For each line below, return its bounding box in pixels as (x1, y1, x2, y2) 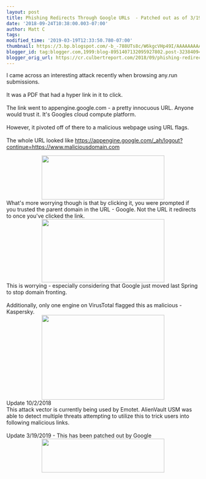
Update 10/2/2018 (6, 399, 51, 407)
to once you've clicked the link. (6, 212, 85, 220)
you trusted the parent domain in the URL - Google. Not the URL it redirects (6, 205, 196, 213)
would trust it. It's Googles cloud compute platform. (6, 110, 137, 118)
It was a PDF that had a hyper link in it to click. (6, 91, 123, 98)
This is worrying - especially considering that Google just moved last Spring (6, 282, 198, 289)
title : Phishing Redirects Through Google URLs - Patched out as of (6, 15, 188, 21)
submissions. (6, 78, 40, 85)
